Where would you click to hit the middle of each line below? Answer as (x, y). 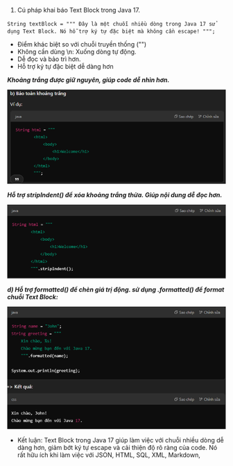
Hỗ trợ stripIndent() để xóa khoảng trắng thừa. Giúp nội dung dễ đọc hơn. (115, 194)
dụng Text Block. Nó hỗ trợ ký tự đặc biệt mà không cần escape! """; (111, 31)
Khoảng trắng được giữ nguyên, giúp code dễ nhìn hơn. (88, 80)
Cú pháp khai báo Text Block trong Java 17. (79, 10)
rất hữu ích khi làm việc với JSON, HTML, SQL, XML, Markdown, (109, 455)
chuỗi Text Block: (33, 297)
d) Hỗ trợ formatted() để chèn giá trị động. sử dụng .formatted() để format (116, 290)
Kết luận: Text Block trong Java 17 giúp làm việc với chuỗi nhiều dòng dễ (120, 440)
